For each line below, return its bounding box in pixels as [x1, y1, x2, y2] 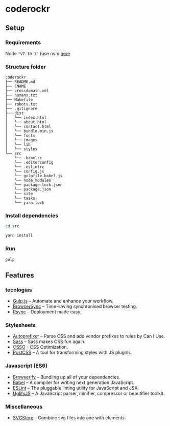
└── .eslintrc [14, 164, 44, 169]
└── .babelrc [14, 156, 42, 161]
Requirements [5, 39, 41, 46]
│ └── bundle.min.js [5, 129, 54, 134]
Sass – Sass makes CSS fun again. [12, 338, 86, 345]
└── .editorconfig [14, 160, 54, 165]
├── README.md [5, 79, 36, 84]
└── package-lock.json [14, 182, 63, 187]
